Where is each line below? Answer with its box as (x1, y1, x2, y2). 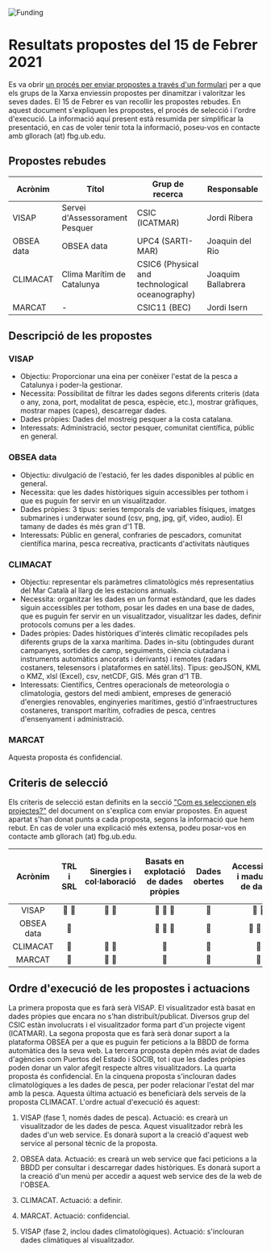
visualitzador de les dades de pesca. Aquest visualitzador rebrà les (19, 1121, 244, 1130)
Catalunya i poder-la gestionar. (19, 380, 123, 390)
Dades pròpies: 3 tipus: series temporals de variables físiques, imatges (19, 504, 256, 514)
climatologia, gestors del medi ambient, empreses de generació (19, 689, 232, 698)
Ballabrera (206, 278, 246, 289)
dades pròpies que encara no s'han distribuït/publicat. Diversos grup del (8, 1011, 250, 1021)
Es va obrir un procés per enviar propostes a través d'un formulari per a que (8, 79, 261, 89)
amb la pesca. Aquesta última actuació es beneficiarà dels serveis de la (8, 1089, 247, 1098)
